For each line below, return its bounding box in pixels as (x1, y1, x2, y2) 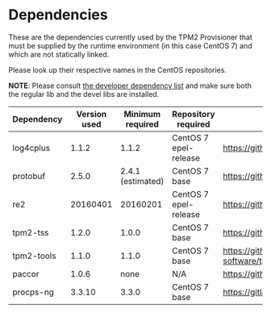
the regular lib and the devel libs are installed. (8, 89, 160, 98)
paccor (12, 268, 40, 279)
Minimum (123, 108, 161, 119)
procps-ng (12, 286, 55, 298)
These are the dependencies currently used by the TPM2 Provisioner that (8, 32, 252, 42)
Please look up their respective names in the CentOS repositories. (8, 65, 227, 74)
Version (76, 108, 107, 119)
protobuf (12, 170, 46, 182)
